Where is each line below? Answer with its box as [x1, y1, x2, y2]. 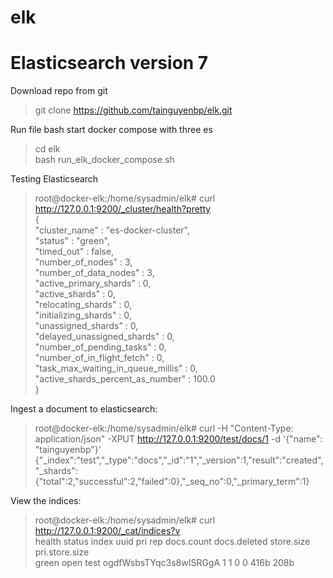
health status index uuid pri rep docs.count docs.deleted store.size [34, 536, 311, 548]
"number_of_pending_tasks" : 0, [34, 341, 167, 353]
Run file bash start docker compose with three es [10, 124, 213, 136]
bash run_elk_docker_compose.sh [34, 154, 175, 166]
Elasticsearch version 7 [10, 52, 209, 75]
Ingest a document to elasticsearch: [10, 403, 158, 415]
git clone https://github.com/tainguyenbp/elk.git [34, 104, 233, 116]
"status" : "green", [34, 235, 110, 247]
